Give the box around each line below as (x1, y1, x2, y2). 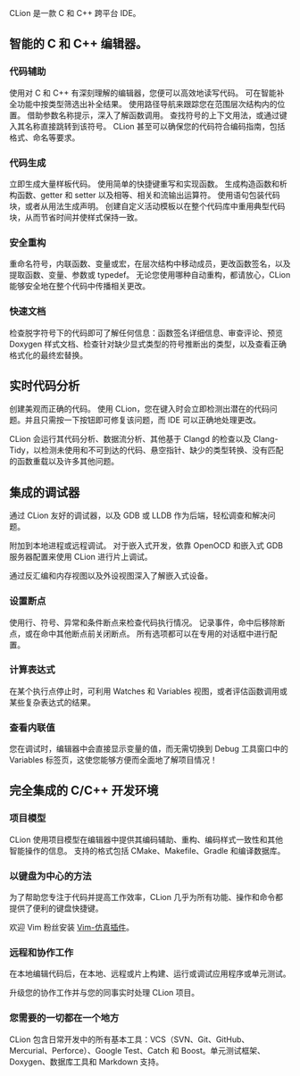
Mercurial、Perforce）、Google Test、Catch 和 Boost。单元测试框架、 (9, 1045, 266, 1055)
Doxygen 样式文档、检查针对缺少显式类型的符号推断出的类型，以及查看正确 (9, 338, 287, 349)
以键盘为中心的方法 (9, 870, 92, 882)
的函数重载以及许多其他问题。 (9, 456, 119, 467)
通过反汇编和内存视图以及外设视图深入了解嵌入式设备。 (9, 571, 212, 581)
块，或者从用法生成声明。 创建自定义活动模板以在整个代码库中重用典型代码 (9, 200, 286, 212)
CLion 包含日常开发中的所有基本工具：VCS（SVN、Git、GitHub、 (9, 1034, 250, 1045)
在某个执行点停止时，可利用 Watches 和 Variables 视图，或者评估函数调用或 (9, 686, 287, 696)
